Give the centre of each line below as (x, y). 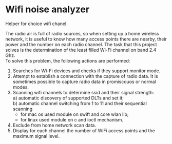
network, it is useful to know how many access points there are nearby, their (86, 39)
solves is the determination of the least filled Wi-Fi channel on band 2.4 (81, 50)
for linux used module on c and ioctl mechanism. (72, 119)
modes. (21, 87)
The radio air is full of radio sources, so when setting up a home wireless (82, 33)
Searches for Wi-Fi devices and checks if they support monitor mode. (87, 71)
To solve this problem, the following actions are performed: (68, 60)
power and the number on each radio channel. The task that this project (81, 44)
